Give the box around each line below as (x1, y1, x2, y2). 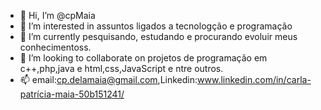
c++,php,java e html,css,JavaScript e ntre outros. (19, 63, 224, 74)
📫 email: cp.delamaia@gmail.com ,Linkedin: (19, 74, 198, 85)
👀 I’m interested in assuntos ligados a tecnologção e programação (19, 20, 293, 32)
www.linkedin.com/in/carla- (197, 74, 312, 85)
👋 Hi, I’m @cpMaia (19, 10, 96, 21)
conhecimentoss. (19, 41, 92, 53)
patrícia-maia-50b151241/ (19, 88, 125, 100)
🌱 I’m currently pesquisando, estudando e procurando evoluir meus (19, 31, 298, 42)
